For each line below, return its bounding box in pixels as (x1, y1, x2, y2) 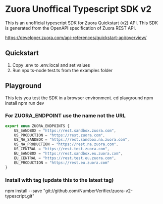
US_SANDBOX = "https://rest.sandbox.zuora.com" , (14, 128, 116, 133)
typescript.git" (5, 193, 35, 199)
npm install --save (5, 188, 43, 194)
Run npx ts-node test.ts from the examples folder (12, 67, 113, 73)
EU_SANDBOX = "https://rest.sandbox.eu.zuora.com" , (14, 151, 123, 156)
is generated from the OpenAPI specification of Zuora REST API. (5, 25, 136, 31)
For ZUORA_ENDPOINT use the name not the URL (5, 112, 126, 119)
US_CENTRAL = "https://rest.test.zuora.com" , (14, 147, 110, 152)
